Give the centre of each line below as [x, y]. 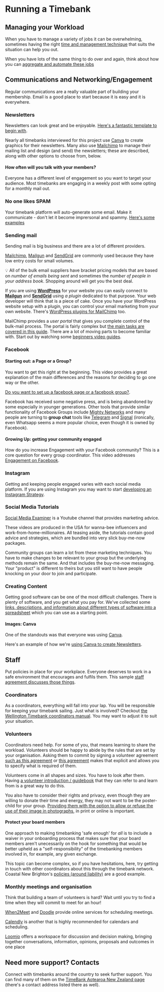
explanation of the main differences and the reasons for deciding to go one [81, 377]
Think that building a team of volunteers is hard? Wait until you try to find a [80, 898]
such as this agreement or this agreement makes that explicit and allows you [82, 760]
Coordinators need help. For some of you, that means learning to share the [80, 744]
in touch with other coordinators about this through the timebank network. [80, 868]
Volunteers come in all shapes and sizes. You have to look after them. [75, 775]
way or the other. [22, 383]
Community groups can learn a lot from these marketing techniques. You [78, 553]
